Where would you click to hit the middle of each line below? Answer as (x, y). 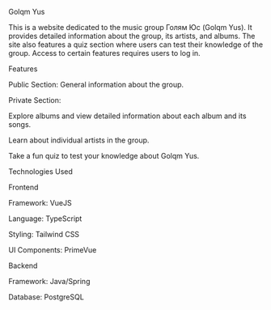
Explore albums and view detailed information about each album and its (127, 116)
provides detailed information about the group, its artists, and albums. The (132, 36)
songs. (20, 124)
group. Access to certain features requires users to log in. (104, 53)
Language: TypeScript (45, 219)
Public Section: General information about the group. (96, 85)
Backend (23, 265)
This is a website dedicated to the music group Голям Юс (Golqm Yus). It (130, 27)
